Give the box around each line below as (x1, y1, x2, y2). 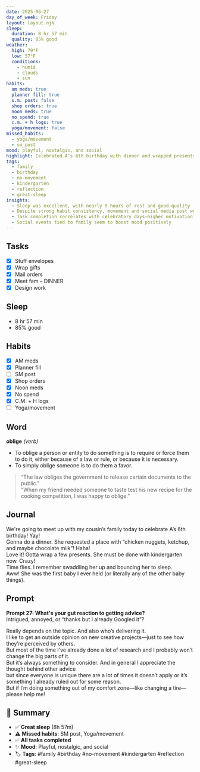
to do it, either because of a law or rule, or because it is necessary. (14, 455, 179, 463)
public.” (20, 479, 40, 486)
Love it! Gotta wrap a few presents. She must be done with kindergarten (6, 551, 183, 558)
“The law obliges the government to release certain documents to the (20, 473, 192, 480)
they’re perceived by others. (6, 640, 76, 647)
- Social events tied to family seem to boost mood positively (11, 219, 171, 225)
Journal (6, 510, 36, 520)
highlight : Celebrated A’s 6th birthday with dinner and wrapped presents (6, 153, 196, 159)
